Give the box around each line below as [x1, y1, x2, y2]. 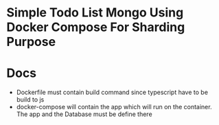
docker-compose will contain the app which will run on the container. [16, 103, 212, 111]
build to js [16, 95, 45, 104]
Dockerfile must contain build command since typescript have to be [16, 88, 209, 97]
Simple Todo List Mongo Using [6, 5, 184, 21]
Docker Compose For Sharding [6, 19, 185, 35]
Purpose [6, 34, 56, 49]
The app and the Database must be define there [16, 110, 152, 118]
